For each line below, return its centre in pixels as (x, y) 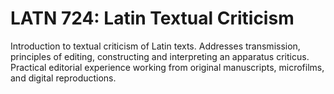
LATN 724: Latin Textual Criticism (152, 18)
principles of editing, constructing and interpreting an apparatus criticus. (160, 56)
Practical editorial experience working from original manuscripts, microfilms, (167, 67)
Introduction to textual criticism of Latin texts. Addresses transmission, (155, 46)
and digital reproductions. (63, 78)
